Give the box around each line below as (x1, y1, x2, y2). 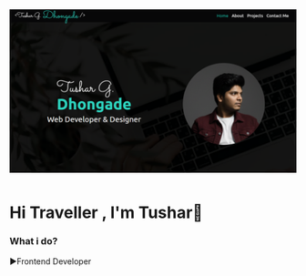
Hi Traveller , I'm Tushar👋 (9, 202, 203, 223)
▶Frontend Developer (9, 255, 92, 267)
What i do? (9, 235, 58, 248)
